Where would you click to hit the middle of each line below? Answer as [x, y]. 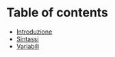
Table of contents [57, 13]
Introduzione [34, 32]
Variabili [28, 46]
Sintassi [27, 38]
